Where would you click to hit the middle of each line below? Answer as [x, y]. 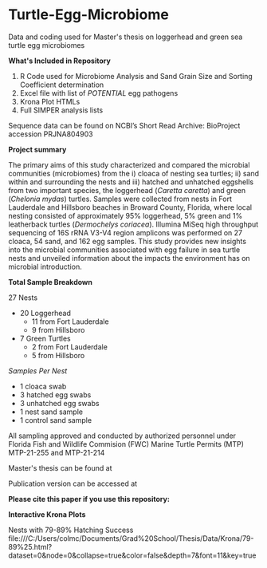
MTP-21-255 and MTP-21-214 [57, 452]
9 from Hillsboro [58, 329]
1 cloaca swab [43, 386]
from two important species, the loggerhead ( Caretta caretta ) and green [127, 190]
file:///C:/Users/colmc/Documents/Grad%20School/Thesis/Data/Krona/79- [131, 538]
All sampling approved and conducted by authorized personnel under [122, 436]
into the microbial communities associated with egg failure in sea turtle [124, 250]
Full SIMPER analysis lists [61, 110]
